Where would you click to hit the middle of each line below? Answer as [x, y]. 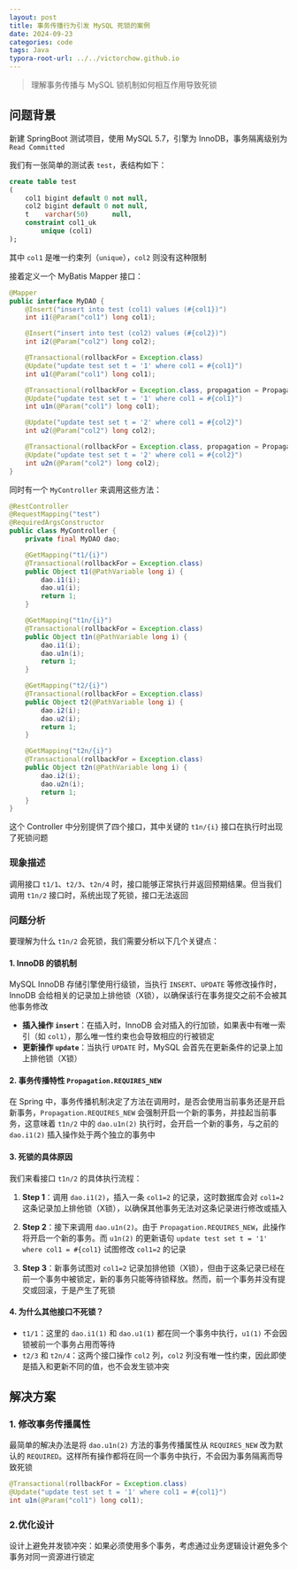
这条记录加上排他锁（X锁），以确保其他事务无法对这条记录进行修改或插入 [154, 1208]
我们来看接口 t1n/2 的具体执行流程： [76, 1178]
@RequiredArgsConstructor [57, 523]
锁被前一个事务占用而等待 [69, 1344]
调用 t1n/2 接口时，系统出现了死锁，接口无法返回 [99, 895]
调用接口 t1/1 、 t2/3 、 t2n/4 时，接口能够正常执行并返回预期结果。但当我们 [145, 884]
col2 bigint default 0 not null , [87, 206]
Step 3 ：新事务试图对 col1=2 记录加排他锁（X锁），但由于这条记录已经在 [153, 1267]
